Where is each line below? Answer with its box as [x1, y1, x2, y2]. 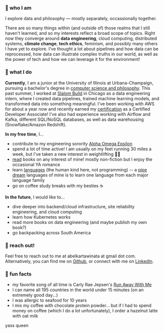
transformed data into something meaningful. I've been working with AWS [5, 101, 155, 107]
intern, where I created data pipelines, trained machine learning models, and [5, 95, 160, 101]
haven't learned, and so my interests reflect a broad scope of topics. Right [5, 30, 156, 36]
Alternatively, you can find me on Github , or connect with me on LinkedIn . [5, 258, 154, 264]
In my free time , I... [5, 131, 44, 137]
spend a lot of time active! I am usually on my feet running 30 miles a [12, 146, 152, 152]
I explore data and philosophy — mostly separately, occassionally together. [5, 16, 157, 22]
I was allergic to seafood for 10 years [12, 297, 87, 304]
